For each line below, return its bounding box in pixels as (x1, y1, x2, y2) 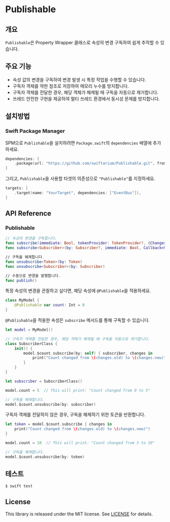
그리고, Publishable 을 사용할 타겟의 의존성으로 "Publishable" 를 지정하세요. (5, 175, 156, 181)
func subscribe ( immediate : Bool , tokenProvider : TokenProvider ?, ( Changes (5, 240, 166, 246)
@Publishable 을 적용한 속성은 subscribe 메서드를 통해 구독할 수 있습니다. (5, 317, 150, 323)
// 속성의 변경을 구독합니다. (5, 236, 57, 241)
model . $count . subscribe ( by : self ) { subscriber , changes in (23, 351, 153, 356)
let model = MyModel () (5, 327, 53, 332)
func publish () (5, 278, 37, 283)
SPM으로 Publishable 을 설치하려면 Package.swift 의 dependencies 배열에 (5, 140, 152, 146)
